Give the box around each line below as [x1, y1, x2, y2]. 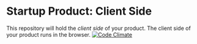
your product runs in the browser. [6, 31, 91, 38]
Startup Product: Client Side [6, 4, 152, 18]
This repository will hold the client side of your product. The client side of [6, 24, 191, 32]
